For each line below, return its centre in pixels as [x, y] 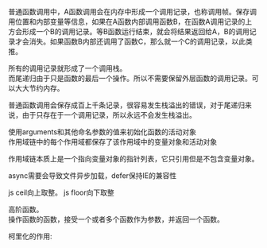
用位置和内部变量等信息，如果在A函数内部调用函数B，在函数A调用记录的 [127, 21]
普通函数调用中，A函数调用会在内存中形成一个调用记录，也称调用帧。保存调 [132, 12]
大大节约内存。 [39, 88]
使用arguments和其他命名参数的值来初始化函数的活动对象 [103, 132]
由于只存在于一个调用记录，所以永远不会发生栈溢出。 [109, 115]
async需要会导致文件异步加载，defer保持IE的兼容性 [93, 176]
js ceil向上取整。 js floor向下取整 [61, 192]
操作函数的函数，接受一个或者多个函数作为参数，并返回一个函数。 [116, 219]
